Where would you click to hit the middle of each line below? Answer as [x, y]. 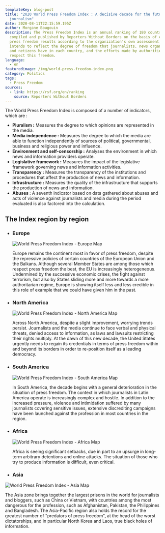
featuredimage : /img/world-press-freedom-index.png [59, 69]
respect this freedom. [33, 55]
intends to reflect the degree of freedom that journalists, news [79, 46]
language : [15, 60]
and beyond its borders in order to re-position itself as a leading [77, 349]
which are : [16, 116]
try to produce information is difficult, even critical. [63, 462]
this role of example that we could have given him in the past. [74, 290]
